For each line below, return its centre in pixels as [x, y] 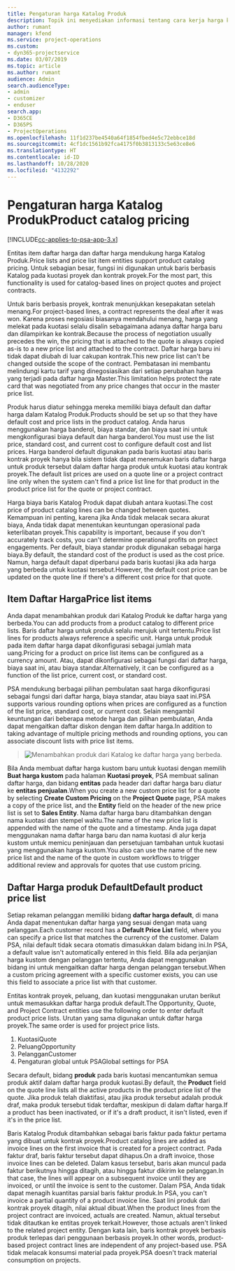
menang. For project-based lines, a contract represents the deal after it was [115, 311]
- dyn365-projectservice [43, 53]
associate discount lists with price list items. [71, 741]
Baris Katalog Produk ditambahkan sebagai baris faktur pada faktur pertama [117, 1134]
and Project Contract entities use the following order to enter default [106, 1011]
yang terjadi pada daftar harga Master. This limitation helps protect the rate [114, 378]
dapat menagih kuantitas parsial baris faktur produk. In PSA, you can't [107, 1193]
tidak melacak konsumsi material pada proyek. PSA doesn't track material [113, 1253]
